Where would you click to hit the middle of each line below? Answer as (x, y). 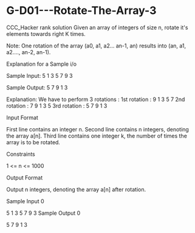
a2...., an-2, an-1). (29, 52)
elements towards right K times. (46, 33)
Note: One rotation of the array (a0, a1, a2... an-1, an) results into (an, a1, (96, 46)
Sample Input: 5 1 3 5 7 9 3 (39, 75)
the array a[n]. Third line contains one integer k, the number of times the (97, 136)
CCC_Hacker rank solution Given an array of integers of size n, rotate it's (97, 27)
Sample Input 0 (25, 201)
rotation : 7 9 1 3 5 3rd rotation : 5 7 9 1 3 (57, 106)
